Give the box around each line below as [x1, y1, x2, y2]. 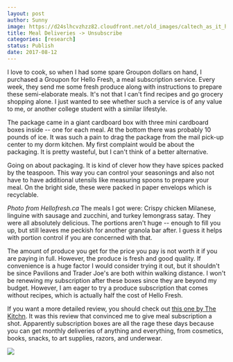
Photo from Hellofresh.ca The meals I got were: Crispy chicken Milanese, [7, 204, 216, 212]
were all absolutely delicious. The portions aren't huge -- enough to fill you [7, 218, 221, 227]
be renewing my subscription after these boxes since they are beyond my [7, 276, 217, 284]
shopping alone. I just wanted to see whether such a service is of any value [7, 97, 223, 105]
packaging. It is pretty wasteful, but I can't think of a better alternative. [7, 147, 209, 156]
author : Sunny [7, 17, 49, 24]
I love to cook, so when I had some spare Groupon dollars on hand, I [7, 67, 202, 76]
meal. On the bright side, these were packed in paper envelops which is [7, 183, 212, 191]
